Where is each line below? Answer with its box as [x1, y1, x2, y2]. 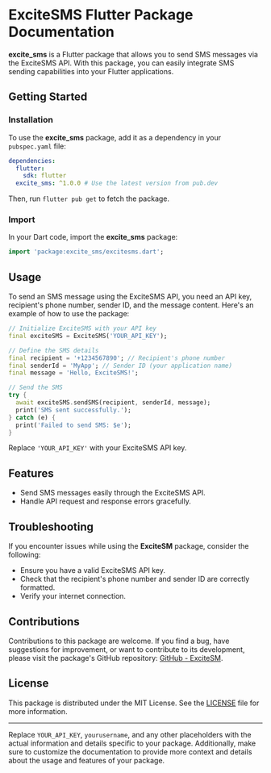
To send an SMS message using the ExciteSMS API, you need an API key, [8, 292, 252, 302]
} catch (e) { [8, 413, 56, 421]
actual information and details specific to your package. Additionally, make [8, 738, 256, 748]
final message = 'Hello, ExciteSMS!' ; [8, 369, 139, 377]
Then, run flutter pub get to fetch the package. [8, 194, 170, 203]
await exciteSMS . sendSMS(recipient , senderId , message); [15, 399, 211, 407]
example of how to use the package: [8, 309, 130, 319]
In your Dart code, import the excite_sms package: [8, 232, 178, 242]
